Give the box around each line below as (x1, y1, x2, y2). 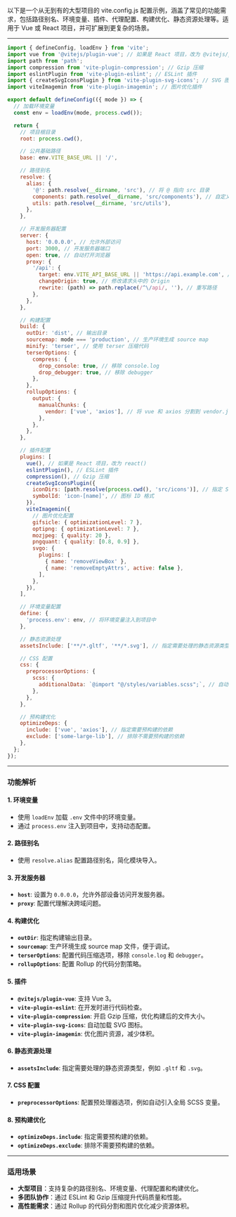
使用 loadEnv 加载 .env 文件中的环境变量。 (17, 813, 140, 821)
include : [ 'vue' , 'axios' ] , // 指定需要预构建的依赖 (25, 726, 173, 733)
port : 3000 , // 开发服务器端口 (25, 245, 110, 252)
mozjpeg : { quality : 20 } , (32, 532, 112, 539)
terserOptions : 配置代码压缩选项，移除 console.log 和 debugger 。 (17, 951, 207, 960)
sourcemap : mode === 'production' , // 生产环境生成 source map (25, 336, 209, 343)
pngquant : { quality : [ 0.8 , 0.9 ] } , (32, 539, 140, 546)
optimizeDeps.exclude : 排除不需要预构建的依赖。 (17, 1141, 158, 1150)
